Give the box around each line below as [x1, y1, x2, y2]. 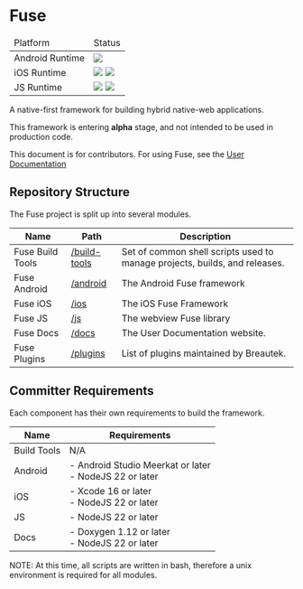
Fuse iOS [14, 297, 52, 310]
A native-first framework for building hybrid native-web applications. [9, 104, 264, 115]
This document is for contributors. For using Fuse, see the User [9, 148, 245, 159]
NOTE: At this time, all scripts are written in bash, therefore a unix [9, 559, 252, 570]
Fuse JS [14, 312, 48, 324]
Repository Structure [9, 184, 131, 200]
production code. [9, 131, 74, 142]
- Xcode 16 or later [69, 484, 151, 497]
